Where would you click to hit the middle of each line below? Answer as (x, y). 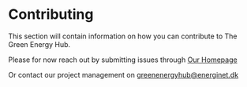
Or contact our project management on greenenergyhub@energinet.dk (123, 74)
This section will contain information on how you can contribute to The (123, 36)
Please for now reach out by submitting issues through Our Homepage (123, 60)
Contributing (51, 14)
